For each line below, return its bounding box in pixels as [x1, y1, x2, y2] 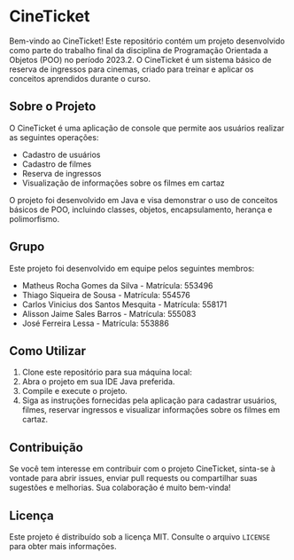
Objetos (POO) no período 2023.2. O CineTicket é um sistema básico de [9, 54, 272, 65]
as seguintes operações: [9, 131, 99, 143]
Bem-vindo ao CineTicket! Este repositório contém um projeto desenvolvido [9, 35, 285, 46]
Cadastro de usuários [21, 149, 101, 160]
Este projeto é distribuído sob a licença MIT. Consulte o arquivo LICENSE [9, 532, 271, 542]
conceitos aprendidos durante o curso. [9, 73, 151, 83]
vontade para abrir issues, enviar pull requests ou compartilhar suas [9, 473, 258, 484]
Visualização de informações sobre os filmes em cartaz [21, 177, 226, 188]
